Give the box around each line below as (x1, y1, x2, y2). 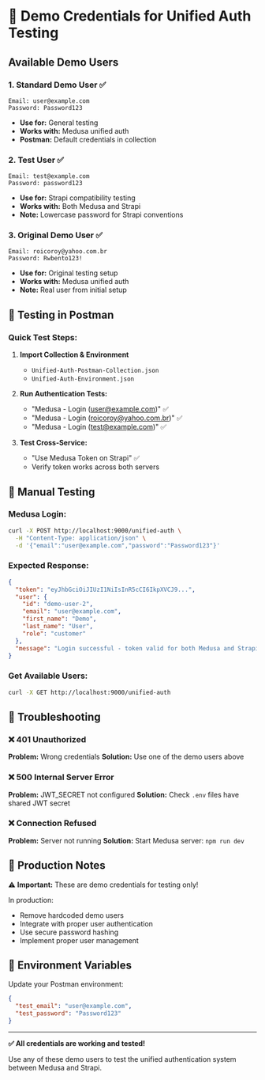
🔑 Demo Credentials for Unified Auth (8, 7, 252, 25)
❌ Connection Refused (8, 818, 97, 829)
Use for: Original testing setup (19, 268, 118, 278)
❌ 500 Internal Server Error (8, 771, 114, 783)
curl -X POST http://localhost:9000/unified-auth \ (8, 526, 181, 535)
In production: (8, 895, 54, 904)
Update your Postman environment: (8, 980, 124, 989)
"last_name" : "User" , (22, 623, 93, 631)
